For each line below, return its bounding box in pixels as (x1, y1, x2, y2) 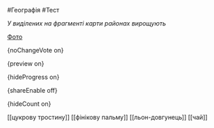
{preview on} (7, 60, 44, 68)
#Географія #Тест (7, 6, 60, 14)
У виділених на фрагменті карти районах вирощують (7, 19, 167, 27)
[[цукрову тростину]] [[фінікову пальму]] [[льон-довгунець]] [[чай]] (7, 113, 208, 121)
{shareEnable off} (7, 86, 58, 94)
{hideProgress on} (7, 73, 60, 81)
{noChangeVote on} (7, 46, 64, 54)
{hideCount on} (7, 100, 51, 108)
